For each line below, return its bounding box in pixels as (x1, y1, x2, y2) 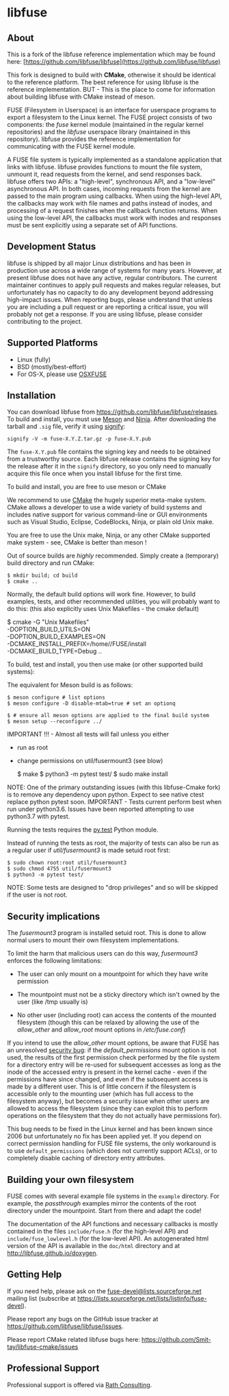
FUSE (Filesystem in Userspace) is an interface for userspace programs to (7, 106, 217, 114)
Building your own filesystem (7, 1173, 135, 1186)
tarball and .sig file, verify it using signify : (7, 423, 126, 431)
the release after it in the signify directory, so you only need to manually (7, 462, 212, 471)
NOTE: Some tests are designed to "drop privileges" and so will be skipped (7, 884, 219, 892)
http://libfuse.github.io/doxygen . (7, 1249, 98, 1258)
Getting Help (7, 1269, 62, 1280)
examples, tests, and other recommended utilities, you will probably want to (7, 597, 220, 606)
